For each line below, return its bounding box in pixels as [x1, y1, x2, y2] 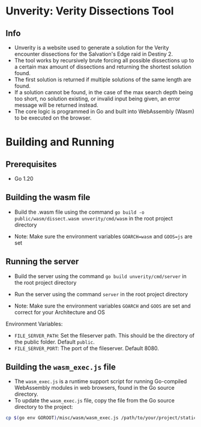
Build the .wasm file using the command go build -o [14, 208, 145, 216]
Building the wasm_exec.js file [5, 362, 116, 372]
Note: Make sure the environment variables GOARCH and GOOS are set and [14, 302, 191, 309]
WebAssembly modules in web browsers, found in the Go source [14, 384, 175, 392]
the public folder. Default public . [14, 338, 95, 345]
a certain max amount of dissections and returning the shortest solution [14, 63, 191, 70]
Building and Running [5, 135, 115, 149]
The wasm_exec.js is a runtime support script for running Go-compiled [14, 378, 187, 385]
